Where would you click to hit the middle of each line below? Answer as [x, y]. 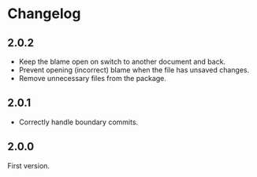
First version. [29, 165]
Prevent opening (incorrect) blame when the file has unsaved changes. [134, 70]
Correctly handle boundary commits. [78, 122]
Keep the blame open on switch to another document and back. [122, 61]
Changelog [44, 14]
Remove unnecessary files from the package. [93, 78]
